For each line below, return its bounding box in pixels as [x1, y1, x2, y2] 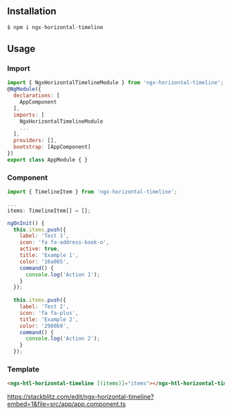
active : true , [19, 245, 60, 253]
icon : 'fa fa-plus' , [19, 309, 79, 316]
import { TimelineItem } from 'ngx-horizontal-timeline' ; [7, 189, 177, 195]
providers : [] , [13, 137, 57, 144]
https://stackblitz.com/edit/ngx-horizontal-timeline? [7, 393, 154, 401]
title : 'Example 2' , [19, 316, 79, 323]
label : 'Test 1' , [19, 233, 70, 240]
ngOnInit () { [7, 220, 45, 226]
